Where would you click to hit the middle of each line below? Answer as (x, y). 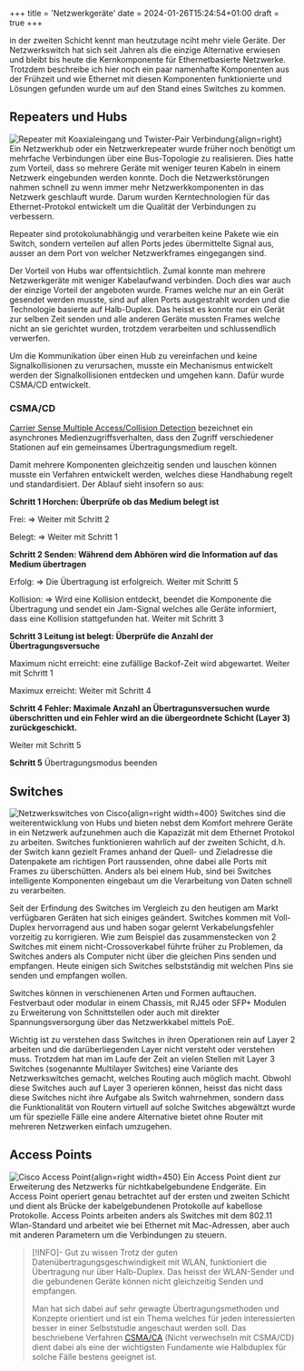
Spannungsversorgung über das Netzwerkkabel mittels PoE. (122, 1021)
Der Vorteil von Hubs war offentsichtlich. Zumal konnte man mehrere (137, 271)
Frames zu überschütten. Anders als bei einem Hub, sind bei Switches (141, 871)
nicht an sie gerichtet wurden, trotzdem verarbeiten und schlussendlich (143, 328)
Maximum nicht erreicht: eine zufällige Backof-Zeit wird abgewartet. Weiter (150, 664)
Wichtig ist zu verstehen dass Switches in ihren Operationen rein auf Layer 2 (152, 1040)
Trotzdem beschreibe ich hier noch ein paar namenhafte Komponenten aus (150, 69)
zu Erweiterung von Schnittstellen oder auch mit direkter (115, 1012)
